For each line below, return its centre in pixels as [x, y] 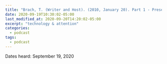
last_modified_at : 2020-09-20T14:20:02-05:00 [53, 19]
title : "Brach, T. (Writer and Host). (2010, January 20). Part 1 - [78, 10]
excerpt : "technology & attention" [42, 24]
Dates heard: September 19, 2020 [40, 56]
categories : [17, 28]
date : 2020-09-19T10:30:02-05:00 [40, 14]
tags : [11, 38]
